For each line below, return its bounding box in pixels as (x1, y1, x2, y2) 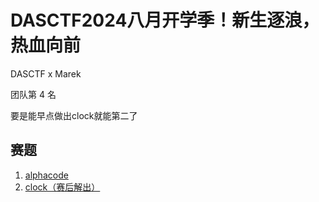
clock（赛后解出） (24, 181, 101, 193)
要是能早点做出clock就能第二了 (10, 109, 138, 121)
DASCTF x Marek (10, 67, 82, 80)
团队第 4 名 (10, 88, 57, 100)
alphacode (24, 169, 69, 181)
